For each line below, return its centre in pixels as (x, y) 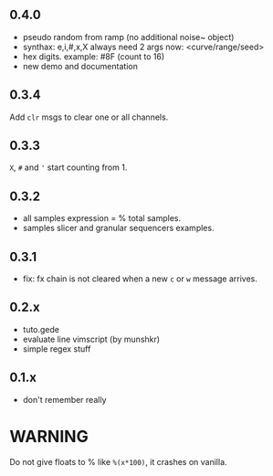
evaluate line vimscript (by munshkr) (91, 339)
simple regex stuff (57, 349)
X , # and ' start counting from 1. (68, 167)
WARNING (49, 436)
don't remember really (64, 399)
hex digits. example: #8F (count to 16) (94, 56)
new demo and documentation (80, 66)
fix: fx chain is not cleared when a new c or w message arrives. (140, 279)
